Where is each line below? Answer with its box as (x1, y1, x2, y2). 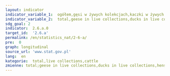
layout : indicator (5, 7, 44, 12)
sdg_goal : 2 (5, 21, 30, 26)
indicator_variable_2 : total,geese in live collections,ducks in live (5, 16, 159, 21)
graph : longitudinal (5, 44, 49, 49)
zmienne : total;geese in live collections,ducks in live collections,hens (5, 63, 166, 68)
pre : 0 (5, 40, 22, 45)
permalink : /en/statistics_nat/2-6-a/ (5, 35, 87, 40)
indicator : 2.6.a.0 (5, 26, 49, 31)
